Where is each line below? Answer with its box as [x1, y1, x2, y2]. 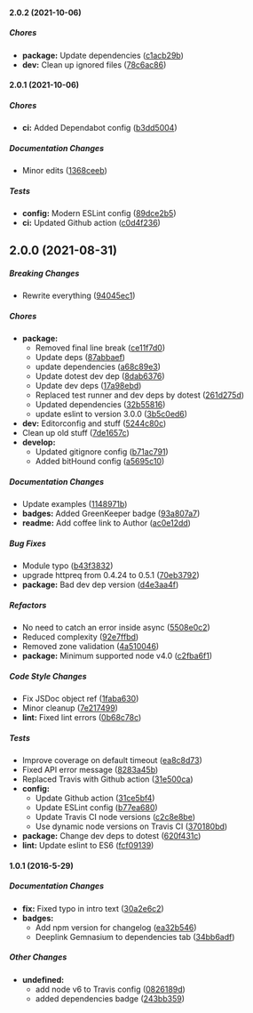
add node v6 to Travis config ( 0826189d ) [35, 984, 186, 994]
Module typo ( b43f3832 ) [21, 560, 114, 571]
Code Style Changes [9, 671, 87, 681]
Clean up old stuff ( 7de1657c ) [21, 428, 130, 438]
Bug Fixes [9, 538, 47, 549]
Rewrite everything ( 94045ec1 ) [21, 290, 136, 301]
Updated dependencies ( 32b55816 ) [35, 399, 166, 410]
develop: [21, 437, 56, 448]
